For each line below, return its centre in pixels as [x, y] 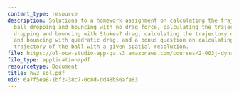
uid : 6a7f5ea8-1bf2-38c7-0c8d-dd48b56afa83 [73, 80]
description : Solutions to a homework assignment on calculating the [113, 20]
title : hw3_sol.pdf [36, 73]
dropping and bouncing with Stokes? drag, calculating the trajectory [121, 34]
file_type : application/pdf [49, 60]
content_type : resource [43, 14]
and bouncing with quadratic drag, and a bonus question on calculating [124, 40]
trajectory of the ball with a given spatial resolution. [102, 47]
